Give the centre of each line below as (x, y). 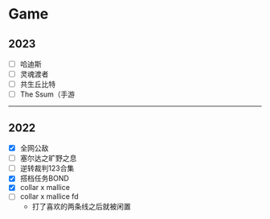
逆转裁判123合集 (47, 168)
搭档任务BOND (45, 179)
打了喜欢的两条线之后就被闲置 (81, 207)
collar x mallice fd (49, 196)
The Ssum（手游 (47, 94)
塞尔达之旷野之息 (48, 159)
